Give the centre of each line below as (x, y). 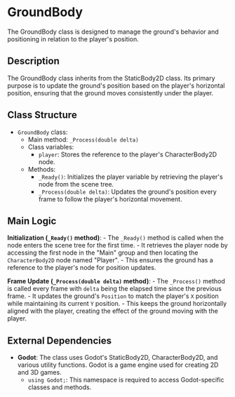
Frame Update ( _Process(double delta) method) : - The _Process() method (116, 281)
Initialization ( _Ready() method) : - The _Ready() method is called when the (116, 238)
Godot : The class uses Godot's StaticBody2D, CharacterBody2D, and (117, 358)
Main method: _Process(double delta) (83, 139)
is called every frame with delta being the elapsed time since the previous (115, 289)
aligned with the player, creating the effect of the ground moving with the (113, 311)
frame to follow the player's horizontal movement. (110, 199)
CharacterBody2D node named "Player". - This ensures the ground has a (110, 260)
